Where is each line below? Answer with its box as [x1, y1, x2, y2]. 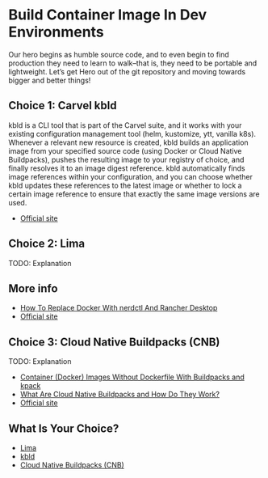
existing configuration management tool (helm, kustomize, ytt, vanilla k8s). [8, 129, 257, 138]
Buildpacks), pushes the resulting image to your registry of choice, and [8, 154, 245, 164]
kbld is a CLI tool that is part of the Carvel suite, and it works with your [8, 120, 242, 130]
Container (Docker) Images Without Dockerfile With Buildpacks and [19, 372, 245, 382]
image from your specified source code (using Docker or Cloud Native [8, 146, 242, 155]
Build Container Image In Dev [8, 6, 207, 24]
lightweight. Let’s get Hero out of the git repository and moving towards [8, 66, 246, 76]
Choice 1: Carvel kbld [8, 99, 117, 112]
